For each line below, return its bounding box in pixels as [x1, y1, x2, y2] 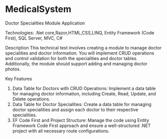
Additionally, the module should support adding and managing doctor [5, 60, 148, 66]
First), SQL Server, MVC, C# [5, 35, 63, 41]
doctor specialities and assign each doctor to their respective [12, 106, 139, 112]
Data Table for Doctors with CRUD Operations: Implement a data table [12, 85, 156, 91]
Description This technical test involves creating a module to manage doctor [5, 44, 162, 50]
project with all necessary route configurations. [12, 127, 110, 133]
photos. [5, 66, 21, 72]
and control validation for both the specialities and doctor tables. [5, 55, 138, 61]
